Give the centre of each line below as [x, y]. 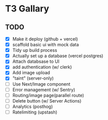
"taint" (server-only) [33, 78]
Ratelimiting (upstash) [35, 112]
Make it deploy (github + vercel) [45, 39]
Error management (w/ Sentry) [44, 90]
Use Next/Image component [41, 84]
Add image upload [31, 73]
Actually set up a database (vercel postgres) [58, 56]
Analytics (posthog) [33, 106]
